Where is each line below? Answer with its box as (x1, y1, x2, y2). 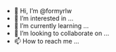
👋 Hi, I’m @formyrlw (13, 7, 72, 15)
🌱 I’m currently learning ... (13, 22, 89, 30)
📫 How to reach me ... (13, 37, 79, 45)
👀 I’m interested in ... (13, 14, 74, 22)
